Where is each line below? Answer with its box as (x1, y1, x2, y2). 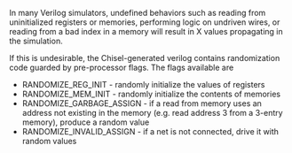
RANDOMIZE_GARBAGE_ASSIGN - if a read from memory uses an (21, 98, 262, 109)
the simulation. (9, 35, 64, 46)
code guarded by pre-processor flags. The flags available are (9, 62, 234, 73)
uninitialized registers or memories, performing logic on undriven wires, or (9, 17, 280, 27)
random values (21, 136, 77, 146)
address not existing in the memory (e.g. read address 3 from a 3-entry (21, 108, 283, 118)
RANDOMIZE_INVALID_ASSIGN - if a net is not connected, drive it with (21, 126, 280, 136)
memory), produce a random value (21, 117, 150, 127)
